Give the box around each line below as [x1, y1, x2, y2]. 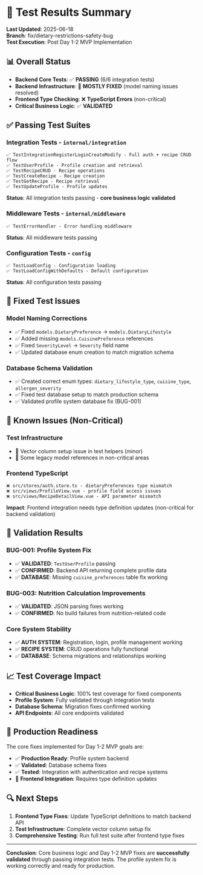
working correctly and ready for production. [6, 862, 116, 869]
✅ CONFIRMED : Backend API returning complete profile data [14, 566, 167, 574]
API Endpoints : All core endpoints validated [14, 709, 124, 716]
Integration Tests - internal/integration [6, 139, 127, 147]
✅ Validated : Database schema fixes [14, 761, 107, 768]
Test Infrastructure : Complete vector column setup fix [14, 825, 151, 833]
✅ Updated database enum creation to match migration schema [14, 348, 174, 356]
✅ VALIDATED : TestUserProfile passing [14, 560, 116, 567]
